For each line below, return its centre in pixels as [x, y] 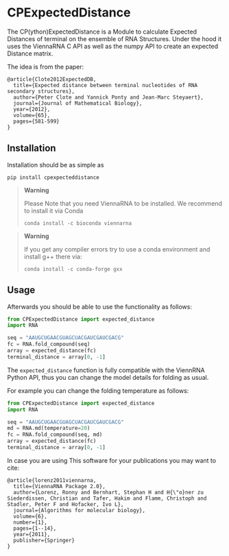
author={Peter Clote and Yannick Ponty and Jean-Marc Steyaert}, [109, 97]
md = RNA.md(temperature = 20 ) [49, 428]
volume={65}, [32, 115]
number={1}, [31, 522]
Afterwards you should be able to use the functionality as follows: [99, 306]
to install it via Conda [53, 210]
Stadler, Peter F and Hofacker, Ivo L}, [66, 504]
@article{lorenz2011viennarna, [52, 480]
